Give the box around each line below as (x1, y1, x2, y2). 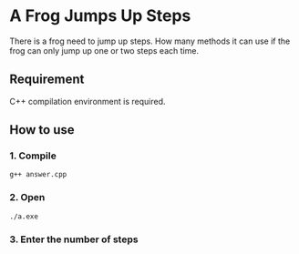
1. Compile (9, 149, 57, 162)
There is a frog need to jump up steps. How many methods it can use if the (9, 36, 291, 46)
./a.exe (9, 211, 39, 221)
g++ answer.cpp (9, 170, 67, 179)
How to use (9, 122, 75, 137)
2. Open (9, 191, 46, 204)
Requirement (9, 72, 85, 87)
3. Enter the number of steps (9, 233, 139, 246)
